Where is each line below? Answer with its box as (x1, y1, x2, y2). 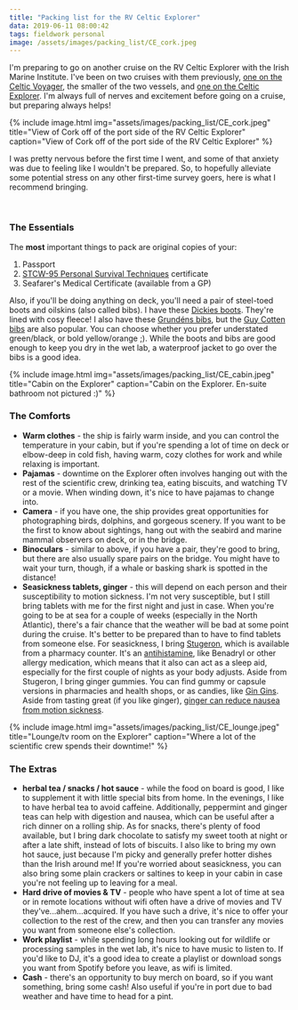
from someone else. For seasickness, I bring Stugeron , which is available (21, 638, 290, 649)
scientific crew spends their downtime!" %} (9, 740, 168, 751)
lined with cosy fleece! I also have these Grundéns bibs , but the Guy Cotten (9, 313, 286, 325)
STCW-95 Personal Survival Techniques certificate (21, 268, 209, 279)
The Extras (9, 763, 58, 775)
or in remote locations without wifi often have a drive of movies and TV (21, 896, 282, 908)
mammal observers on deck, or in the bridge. (21, 534, 188, 545)
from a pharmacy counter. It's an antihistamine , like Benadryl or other (21, 647, 277, 659)
